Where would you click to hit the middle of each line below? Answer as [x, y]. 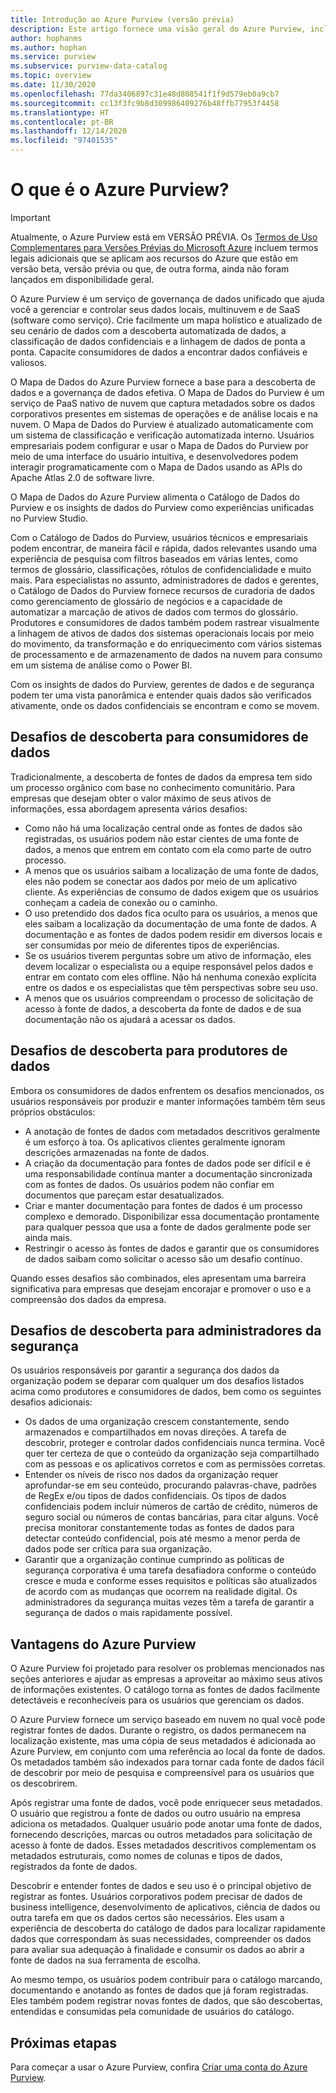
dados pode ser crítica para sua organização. [118, 1549]
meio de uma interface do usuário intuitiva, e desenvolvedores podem [154, 456]
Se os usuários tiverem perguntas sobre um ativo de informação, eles [168, 955]
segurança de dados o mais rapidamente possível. [128, 1613]
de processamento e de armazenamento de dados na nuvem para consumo [166, 654]
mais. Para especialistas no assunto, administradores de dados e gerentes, [164, 580]
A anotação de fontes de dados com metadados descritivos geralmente [172, 1131]
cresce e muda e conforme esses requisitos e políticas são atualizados [171, 1581]
